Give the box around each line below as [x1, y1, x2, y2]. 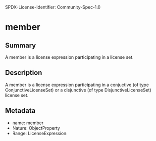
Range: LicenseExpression [12, 130, 67, 136]
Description [5, 69, 42, 77]
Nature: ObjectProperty [12, 125, 60, 131]
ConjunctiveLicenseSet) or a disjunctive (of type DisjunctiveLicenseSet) [5, 87, 152, 93]
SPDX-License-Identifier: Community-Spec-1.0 [5, 4, 101, 10]
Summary [5, 41, 36, 49]
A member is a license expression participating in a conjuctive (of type [5, 82, 149, 88]
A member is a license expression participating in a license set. [5, 54, 134, 60]
